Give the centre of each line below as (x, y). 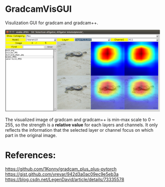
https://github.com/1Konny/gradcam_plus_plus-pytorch (61, 169)
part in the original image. (31, 135)
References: (30, 155)
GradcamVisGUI (39, 9)
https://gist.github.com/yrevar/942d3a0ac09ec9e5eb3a (62, 174)
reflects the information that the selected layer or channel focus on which (79, 130)
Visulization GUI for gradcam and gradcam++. (52, 23)
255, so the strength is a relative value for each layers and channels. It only (82, 125)
